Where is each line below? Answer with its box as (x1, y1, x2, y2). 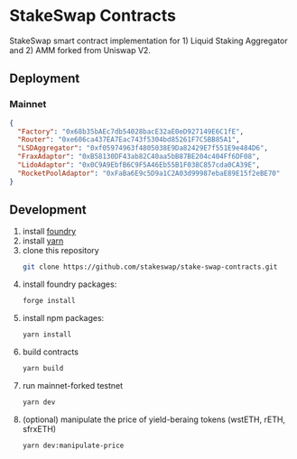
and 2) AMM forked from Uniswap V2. (9, 44, 152, 55)
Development (9, 202, 88, 217)
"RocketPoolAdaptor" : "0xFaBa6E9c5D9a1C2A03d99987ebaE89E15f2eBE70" (17, 169, 281, 178)
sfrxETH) (22, 423, 57, 434)
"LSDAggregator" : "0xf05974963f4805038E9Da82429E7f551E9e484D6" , (17, 143, 269, 153)
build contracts (22, 346, 79, 357)
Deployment (9, 71, 80, 87)
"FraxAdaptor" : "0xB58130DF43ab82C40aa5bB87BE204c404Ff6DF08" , (17, 152, 260, 161)
